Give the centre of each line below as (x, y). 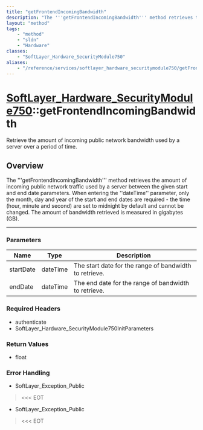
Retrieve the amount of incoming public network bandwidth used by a (93, 140)
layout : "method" (28, 23)
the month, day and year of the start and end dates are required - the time (98, 199)
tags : (13, 29)
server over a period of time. (42, 147)
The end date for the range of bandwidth (131, 283)
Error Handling (28, 373)
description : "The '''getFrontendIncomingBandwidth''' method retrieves (100, 18)
